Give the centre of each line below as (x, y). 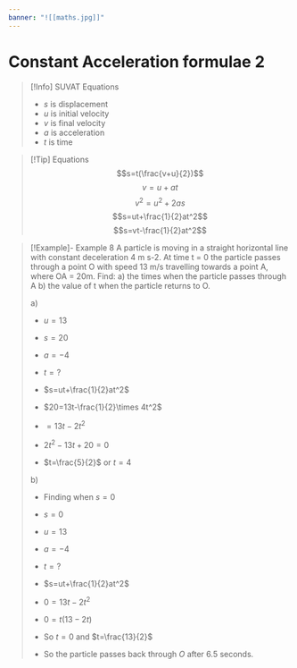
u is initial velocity (76, 114)
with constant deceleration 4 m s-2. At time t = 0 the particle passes (156, 258)
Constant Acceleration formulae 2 (136, 61)
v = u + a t (160, 187)
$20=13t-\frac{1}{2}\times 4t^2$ (103, 407)
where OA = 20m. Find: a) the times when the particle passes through (158, 276)
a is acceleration (74, 132)
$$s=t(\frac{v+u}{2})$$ (160, 173)
